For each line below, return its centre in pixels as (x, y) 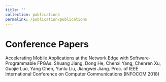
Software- (140, 58)
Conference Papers (47, 44)
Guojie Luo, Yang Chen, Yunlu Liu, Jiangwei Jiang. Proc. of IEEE (72, 69)
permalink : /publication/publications (46, 19)
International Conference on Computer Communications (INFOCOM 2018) (82, 74)
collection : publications (32, 15)
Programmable (21, 63)
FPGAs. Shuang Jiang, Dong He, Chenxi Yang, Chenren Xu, (99, 63)
